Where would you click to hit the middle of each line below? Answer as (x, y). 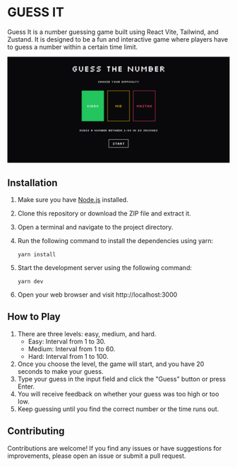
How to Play (34, 317)
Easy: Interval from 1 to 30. (67, 341)
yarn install (37, 254)
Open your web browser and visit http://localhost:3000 (97, 295)
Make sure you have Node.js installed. (73, 199)
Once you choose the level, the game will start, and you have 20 (111, 364)
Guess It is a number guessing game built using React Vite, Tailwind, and (113, 32)
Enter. (26, 386)
